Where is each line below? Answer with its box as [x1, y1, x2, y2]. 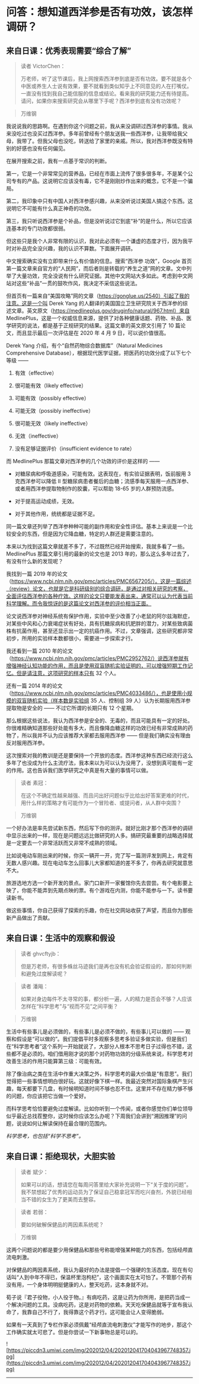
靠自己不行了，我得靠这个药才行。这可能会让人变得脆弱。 [26, 1308, 167, 1315]
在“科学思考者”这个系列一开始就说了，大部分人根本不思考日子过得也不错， [6, 1042, 188, 1050]
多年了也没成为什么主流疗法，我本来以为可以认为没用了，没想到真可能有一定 [6, 760, 193, 766]
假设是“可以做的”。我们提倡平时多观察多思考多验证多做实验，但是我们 [16, 1035, 188, 1042]
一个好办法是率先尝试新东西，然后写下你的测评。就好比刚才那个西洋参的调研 [6, 825, 193, 831]
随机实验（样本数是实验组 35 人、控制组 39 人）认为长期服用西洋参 [26, 697, 191, 704]
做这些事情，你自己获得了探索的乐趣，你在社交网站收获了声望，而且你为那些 [6, 907, 193, 914]
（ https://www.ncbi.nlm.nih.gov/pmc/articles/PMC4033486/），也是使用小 [6, 690, 188, 697]
